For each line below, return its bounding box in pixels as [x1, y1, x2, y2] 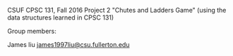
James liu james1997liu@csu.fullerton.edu [7, 41, 130, 48]
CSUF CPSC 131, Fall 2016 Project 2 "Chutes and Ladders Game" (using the [7, 6, 227, 14]
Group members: [7, 27, 56, 35]
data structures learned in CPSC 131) [7, 13, 114, 22]
